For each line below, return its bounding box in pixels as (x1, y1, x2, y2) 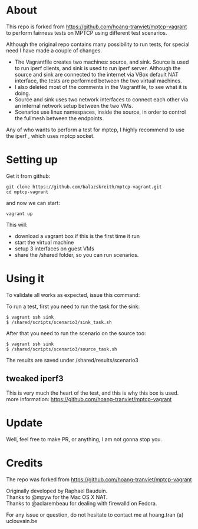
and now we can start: (6, 199, 60, 206)
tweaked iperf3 (6, 373, 64, 383)
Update (6, 416, 43, 429)
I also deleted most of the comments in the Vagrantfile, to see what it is (14, 83, 187, 90)
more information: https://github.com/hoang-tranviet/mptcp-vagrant (6, 395, 172, 402)
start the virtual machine (14, 239, 74, 246)
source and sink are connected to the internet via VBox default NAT (14, 71, 179, 78)
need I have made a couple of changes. (6, 47, 102, 54)
